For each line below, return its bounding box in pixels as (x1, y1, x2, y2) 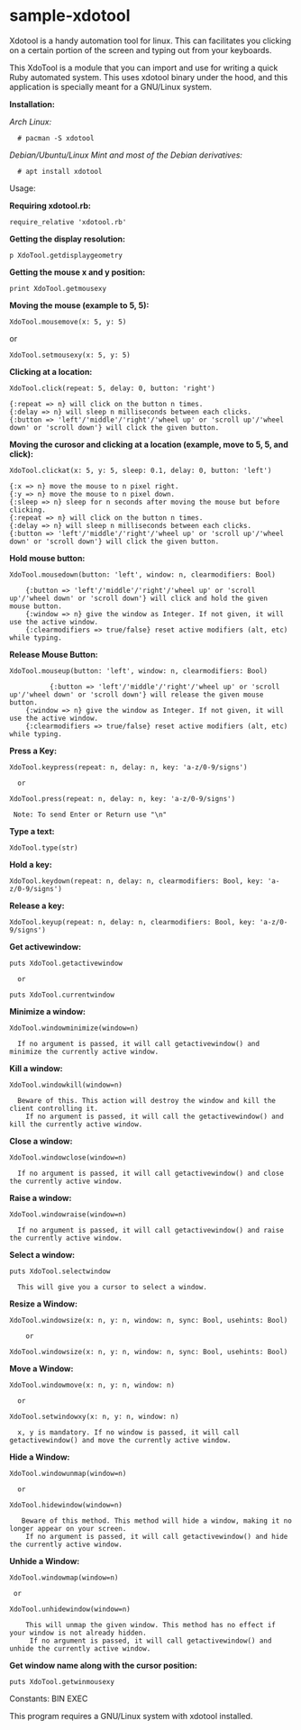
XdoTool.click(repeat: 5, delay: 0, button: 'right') (9, 384, 216, 393)
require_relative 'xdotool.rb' (9, 217, 127, 226)
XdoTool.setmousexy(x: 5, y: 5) (9, 351, 131, 360)
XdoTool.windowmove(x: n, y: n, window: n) (9, 1380, 176, 1389)
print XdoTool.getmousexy (9, 284, 106, 293)
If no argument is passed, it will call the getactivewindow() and (25, 1112, 284, 1121)
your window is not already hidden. (9, 1628, 147, 1637)
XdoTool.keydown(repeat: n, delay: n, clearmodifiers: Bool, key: (9, 876, 264, 886)
